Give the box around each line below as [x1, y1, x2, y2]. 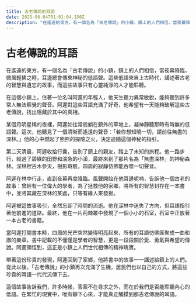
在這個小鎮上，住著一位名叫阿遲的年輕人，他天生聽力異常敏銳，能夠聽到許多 [6, 94, 190, 101]
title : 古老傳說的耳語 [6, 8, 55, 15]
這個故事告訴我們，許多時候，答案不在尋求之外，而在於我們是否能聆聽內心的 [6, 283, 190, 290]
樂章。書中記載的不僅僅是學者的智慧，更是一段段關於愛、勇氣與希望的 [16, 236, 185, 243]
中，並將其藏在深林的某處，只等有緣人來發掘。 [6, 190, 118, 197]
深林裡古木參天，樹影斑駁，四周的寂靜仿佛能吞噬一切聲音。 [16, 163, 159, 170]
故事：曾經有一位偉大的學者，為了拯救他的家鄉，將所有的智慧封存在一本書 [6, 183, 185, 190]
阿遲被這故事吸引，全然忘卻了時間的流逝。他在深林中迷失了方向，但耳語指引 [6, 202, 190, 209]
